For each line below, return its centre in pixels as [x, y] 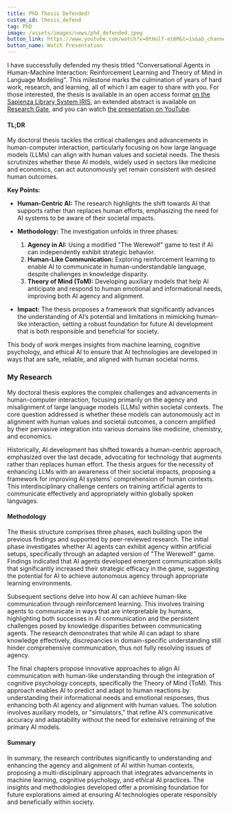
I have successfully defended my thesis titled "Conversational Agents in [109, 65]
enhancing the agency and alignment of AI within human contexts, [101, 765]
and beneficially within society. [51, 802]
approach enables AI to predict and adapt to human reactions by [98, 690]
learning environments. [40, 583]
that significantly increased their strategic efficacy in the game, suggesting [113, 568]
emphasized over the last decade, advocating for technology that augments [114, 457]
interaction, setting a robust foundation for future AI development [121, 324]
